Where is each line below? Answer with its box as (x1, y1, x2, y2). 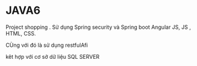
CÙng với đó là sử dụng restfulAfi (5, 41, 88, 49)
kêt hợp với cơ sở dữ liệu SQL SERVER (5, 53, 100, 60)
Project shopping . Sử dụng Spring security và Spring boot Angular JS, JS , (5, 23, 192, 31)
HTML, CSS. (5, 29, 37, 37)
